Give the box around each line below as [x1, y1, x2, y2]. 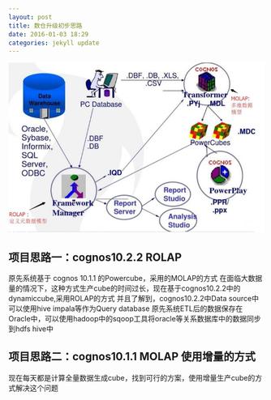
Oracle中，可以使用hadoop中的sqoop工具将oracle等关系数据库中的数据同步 [8, 314, 261, 324]
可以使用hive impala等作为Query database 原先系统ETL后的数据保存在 [8, 304, 243, 313]
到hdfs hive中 [8, 324, 54, 334]
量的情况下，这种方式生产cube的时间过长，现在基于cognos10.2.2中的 [8, 283, 241, 293]
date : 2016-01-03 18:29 [8, 30, 89, 38]
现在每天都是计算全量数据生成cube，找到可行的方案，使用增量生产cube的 [8, 372, 256, 382]
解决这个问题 [15, 383, 58, 393]
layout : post [8, 13, 53, 21]
